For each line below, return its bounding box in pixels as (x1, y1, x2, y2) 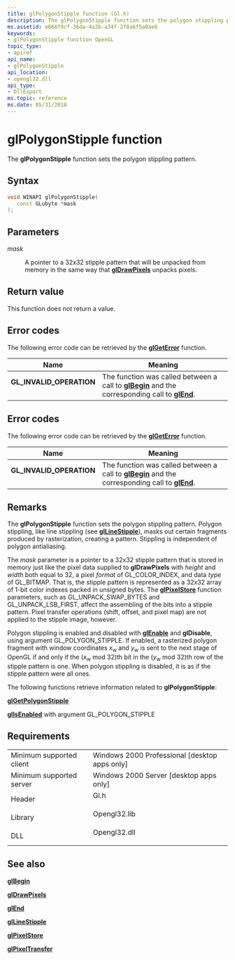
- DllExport (7, 88, 42, 95)
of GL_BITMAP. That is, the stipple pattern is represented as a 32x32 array (7, 578, 222, 587)
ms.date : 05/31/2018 (7, 102, 68, 109)
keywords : (7, 29, 36, 37)
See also (7, 858, 45, 870)
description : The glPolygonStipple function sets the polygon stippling (7, 17, 224, 24)
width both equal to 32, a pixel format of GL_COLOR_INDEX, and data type (7, 571, 222, 579)
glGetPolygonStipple (7, 696, 69, 704)
